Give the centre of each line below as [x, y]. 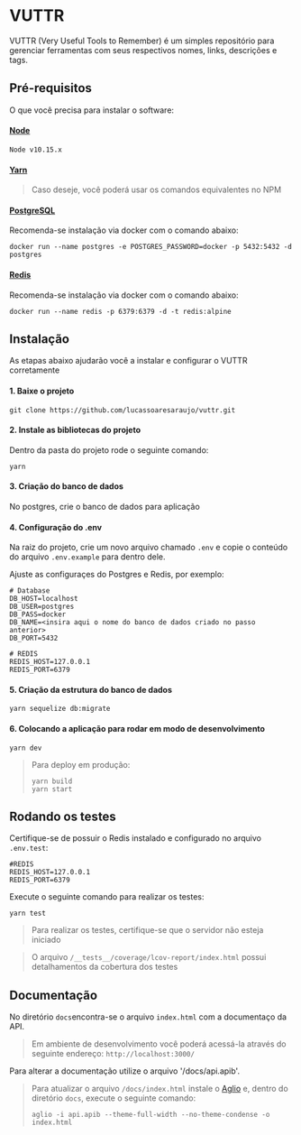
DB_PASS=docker [38, 614]
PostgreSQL [32, 210]
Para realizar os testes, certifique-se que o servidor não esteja [147, 930]
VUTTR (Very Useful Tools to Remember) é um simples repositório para [142, 41]
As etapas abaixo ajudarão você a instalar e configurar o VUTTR [128, 361]
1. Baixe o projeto [42, 391]
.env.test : [29, 848]
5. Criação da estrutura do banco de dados [91, 689]
